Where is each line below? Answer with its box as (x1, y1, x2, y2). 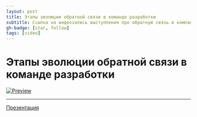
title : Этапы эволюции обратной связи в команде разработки (6, 14, 157, 20)
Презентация (6, 104, 39, 111)
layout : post (6, 8, 38, 15)
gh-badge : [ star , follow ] (6, 25, 69, 31)
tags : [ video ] (6, 30, 41, 36)
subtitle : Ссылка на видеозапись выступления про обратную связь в (6, 19, 175, 25)
